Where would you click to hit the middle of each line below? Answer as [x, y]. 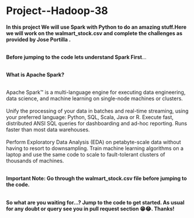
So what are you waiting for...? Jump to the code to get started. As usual [95, 202]
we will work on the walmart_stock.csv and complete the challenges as [94, 33]
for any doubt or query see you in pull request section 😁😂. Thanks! [90, 209]
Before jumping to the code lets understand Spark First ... [77, 57]
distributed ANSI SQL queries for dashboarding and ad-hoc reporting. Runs [97, 123]
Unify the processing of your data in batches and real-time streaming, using [97, 111]
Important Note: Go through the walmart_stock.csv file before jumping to [96, 178]
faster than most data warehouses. [48, 130]
